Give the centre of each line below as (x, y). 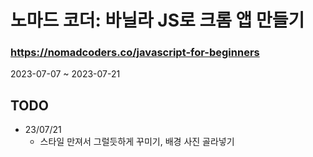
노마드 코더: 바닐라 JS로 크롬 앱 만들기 (157, 20)
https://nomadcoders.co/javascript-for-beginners (135, 53)
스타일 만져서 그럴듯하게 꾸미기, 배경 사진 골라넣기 (137, 142)
